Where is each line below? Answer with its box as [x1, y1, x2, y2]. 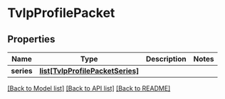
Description [145, 54, 187, 64]
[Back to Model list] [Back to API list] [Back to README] [7, 84, 171, 93]
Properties [7, 33, 56, 45]
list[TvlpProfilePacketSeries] [38, 66, 140, 76]
